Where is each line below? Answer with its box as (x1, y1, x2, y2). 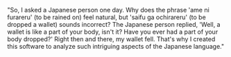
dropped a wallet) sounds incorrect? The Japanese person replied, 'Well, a (7, 21, 221, 28)
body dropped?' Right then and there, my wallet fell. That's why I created (7, 35, 216, 43)
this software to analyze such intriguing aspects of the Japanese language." (7, 43, 224, 50)
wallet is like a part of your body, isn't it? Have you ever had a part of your (7, 27, 219, 36)
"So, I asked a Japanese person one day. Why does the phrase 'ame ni (7, 6, 209, 14)
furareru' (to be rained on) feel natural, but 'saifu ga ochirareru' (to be (7, 13, 206, 21)
